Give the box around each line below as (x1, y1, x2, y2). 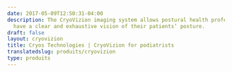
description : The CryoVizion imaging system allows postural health (7, 16, 209, 23)
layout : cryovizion (7, 36, 64, 43)
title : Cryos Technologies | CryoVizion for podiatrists (7, 42, 175, 49)
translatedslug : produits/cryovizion (7, 49, 116, 56)
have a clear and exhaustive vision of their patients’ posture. (13, 23, 206, 29)
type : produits (7, 55, 51, 62)
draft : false (7, 29, 45, 36)
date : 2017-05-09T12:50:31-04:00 (7, 10, 104, 17)
